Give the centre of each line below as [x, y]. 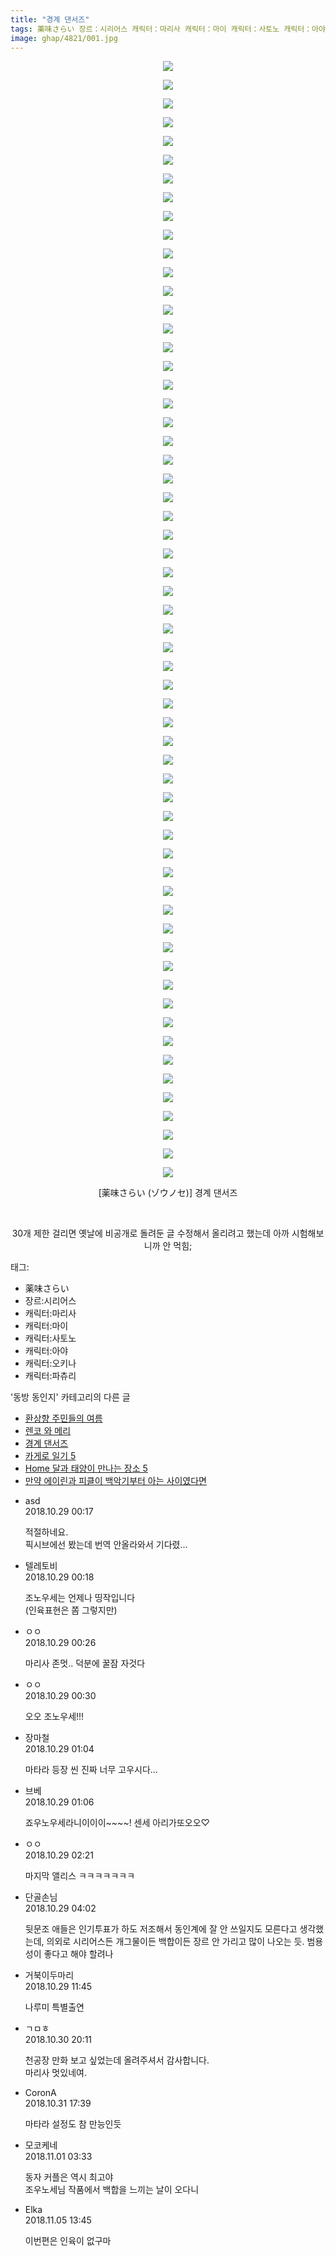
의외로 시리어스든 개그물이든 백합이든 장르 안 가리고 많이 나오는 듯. [175, 1942]
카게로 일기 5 [50, 1456]
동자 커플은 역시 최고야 [69, 2177]
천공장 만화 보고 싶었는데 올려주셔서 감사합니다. [117, 2060]
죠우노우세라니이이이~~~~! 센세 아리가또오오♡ [117, 1823]
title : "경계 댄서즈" [50, 19]
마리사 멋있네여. [55, 2073]
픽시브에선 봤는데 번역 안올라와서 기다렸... [106, 1545]
